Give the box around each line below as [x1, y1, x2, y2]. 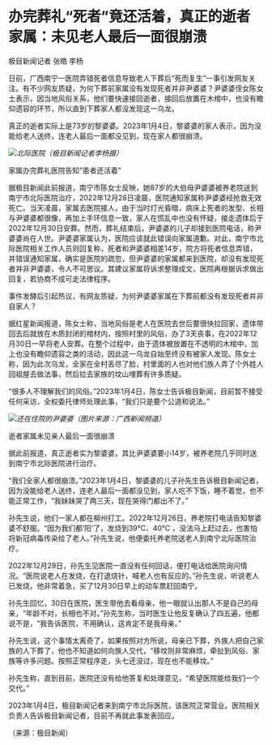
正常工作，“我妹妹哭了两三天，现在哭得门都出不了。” [15, 495, 189, 505]
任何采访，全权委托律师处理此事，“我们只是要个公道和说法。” [8, 396, 210, 406]
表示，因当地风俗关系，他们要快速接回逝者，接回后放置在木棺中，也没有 [15, 93, 257, 103]
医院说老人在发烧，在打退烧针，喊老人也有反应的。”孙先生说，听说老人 [25, 571, 260, 580]
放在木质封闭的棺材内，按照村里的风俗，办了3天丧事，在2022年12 [36, 328, 257, 338]
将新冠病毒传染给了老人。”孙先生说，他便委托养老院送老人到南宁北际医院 [8, 533, 249, 543]
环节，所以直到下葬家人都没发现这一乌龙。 [36, 103, 179, 113]
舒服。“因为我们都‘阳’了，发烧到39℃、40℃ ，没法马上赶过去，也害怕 [22, 523, 257, 533]
